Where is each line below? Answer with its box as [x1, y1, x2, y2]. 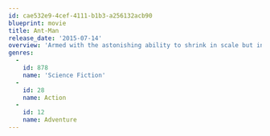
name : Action [22, 94, 67, 102]
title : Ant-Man [8, 26, 59, 34]
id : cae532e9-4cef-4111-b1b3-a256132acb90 [8, 11, 153, 20]
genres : [8, 49, 35, 57]
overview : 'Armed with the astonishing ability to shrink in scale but [8, 42, 253, 50]
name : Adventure [22, 116, 78, 124]
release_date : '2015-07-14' [8, 34, 103, 42]
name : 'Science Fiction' [22, 71, 106, 79]
